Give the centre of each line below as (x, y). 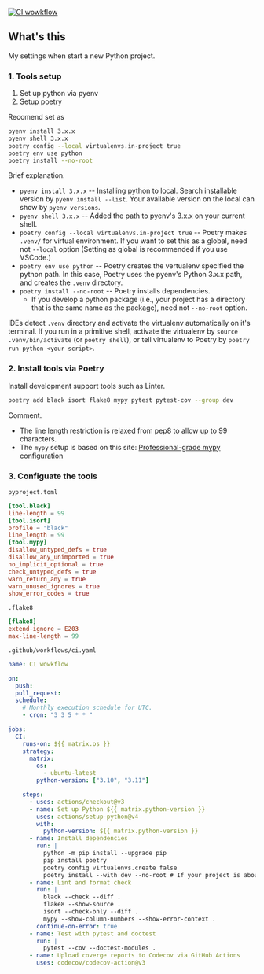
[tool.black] (29, 506)
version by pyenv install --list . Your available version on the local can (137, 199)
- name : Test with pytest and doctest (92, 933)
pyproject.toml (33, 492)
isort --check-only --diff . (91, 912)
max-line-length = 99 (44, 636)
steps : (33, 795)
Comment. (25, 415)
